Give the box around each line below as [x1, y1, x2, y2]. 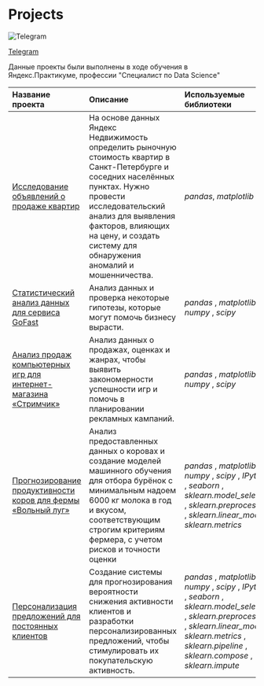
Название [12, 89, 51, 100]
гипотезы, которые [89, 301, 161, 312]
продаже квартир [12, 201, 80, 212]
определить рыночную [89, 142, 177, 153]
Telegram [8, 46, 39, 56]
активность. [89, 665, 135, 676]
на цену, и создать [89, 230, 160, 241]
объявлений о [12, 190, 66, 201]
